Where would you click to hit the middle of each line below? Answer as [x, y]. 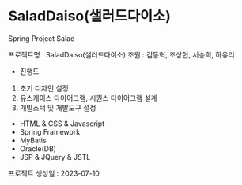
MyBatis [33, 140]
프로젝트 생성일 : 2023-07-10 [54, 173]
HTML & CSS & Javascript [62, 124]
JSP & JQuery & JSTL [55, 157]
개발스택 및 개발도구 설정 [58, 108]
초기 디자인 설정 [44, 88]
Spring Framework [50, 131]
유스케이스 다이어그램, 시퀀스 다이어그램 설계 [89, 98]
